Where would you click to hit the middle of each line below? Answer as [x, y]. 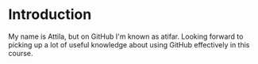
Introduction [50, 15]
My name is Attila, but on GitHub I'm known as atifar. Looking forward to [126, 36]
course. [21, 53]
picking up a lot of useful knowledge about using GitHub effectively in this [129, 44]
